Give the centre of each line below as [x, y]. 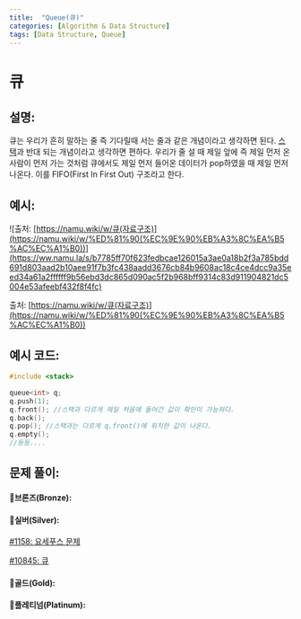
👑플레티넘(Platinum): [48, 605]
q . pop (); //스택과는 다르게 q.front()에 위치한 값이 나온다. [111, 426]
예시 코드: [34, 355]
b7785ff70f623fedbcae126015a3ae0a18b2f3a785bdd [190, 258]
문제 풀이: [34, 473]
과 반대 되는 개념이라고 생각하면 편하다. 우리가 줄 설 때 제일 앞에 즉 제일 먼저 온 [154, 152]
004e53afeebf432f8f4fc [54, 287]
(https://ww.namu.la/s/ [51, 258]
